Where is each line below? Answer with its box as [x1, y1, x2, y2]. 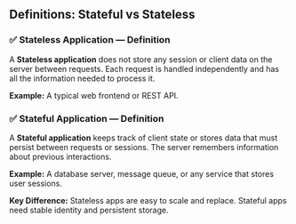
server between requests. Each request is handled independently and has [9, 63, 280, 74]
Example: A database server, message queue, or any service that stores [9, 168, 274, 179]
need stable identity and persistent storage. [9, 204, 169, 215]
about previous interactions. [9, 151, 112, 162]
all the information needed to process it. [9, 73, 156, 84]
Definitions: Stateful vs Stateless [9, 7, 196, 22]
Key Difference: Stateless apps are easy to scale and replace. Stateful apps [9, 195, 287, 205]
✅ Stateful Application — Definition [9, 112, 164, 124]
